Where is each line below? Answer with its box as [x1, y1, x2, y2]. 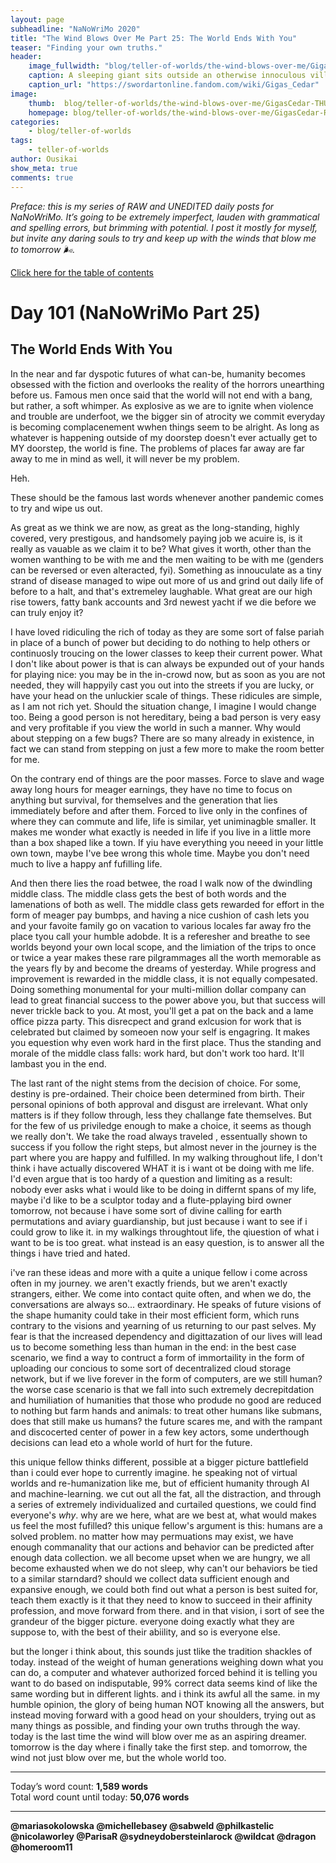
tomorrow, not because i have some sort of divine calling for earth [10, 1204, 283, 1216]
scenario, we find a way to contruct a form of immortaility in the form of [10, 1351, 305, 1363]
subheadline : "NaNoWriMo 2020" [10, 24, 141, 34]
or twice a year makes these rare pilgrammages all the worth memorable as [10, 951, 322, 963]
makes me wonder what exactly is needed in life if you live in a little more [10, 826, 312, 838]
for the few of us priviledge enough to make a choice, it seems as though [10, 1119, 312, 1131]
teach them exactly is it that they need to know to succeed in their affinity [10, 1594, 313, 1606]
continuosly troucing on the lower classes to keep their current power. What [10, 647, 323, 659]
